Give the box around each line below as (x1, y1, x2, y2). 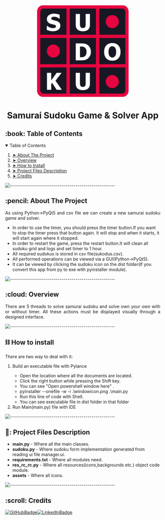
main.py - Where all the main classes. (12, 441, 90, 447)
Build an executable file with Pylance (12, 363, 87, 369)
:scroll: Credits (5, 496, 52, 505)
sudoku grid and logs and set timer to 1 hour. (12, 245, 103, 251)
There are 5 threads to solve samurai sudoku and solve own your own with (5, 303, 161, 309)
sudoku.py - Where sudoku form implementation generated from (12, 446, 145, 453)
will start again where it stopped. (12, 235, 79, 241)
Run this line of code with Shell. (19, 394, 84, 400)
